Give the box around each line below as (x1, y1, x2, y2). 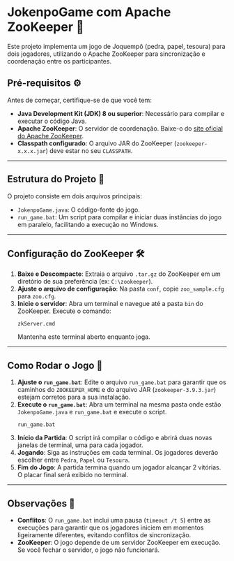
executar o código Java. (17, 117, 87, 125)
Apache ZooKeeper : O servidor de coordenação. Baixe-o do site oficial (17, 124, 223, 133)
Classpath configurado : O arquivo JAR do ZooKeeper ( (17, 139, 177, 147)
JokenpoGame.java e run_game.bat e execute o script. (17, 408, 167, 416)
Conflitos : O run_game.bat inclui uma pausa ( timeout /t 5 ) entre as (17, 516, 211, 524)
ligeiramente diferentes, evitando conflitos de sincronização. (17, 531, 192, 539)
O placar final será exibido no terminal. (17, 471, 129, 479)
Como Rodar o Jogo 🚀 (7, 359, 103, 371)
